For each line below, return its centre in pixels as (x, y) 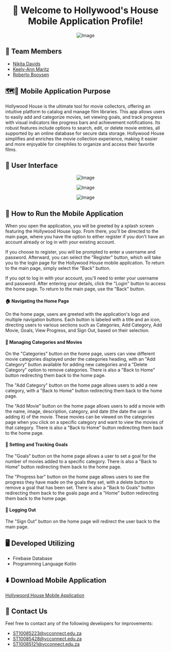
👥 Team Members (34, 51)
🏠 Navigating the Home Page (37, 301)
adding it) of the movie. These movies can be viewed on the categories (80, 417)
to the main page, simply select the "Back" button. (58, 268)
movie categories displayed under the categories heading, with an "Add (80, 359)
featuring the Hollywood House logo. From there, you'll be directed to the (82, 231)
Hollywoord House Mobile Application (45, 595)
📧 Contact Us (26, 611)
